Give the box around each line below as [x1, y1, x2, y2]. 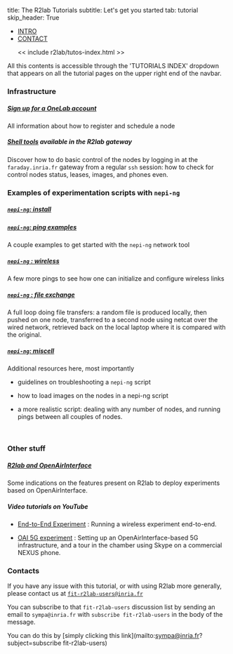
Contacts [7, 566, 40, 575]
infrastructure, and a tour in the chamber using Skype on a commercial [17, 540, 222, 549]
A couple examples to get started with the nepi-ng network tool [7, 241, 190, 249]
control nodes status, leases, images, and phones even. [7, 170, 168, 178]
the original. [7, 331, 42, 339]
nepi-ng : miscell [7, 347, 55, 355]
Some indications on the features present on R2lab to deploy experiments [7, 479, 220, 487]
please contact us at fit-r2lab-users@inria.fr [7, 589, 144, 598]
